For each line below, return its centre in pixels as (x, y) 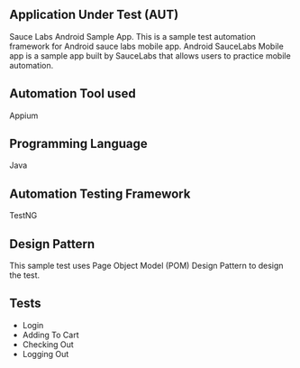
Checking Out (48, 344)
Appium (24, 115)
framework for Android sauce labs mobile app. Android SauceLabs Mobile (146, 46)
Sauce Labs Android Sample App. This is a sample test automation (133, 36)
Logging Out (45, 354)
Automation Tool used (73, 94)
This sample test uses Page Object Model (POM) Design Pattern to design (146, 266)
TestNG (23, 216)
